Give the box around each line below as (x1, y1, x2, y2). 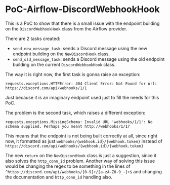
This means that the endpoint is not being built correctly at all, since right (5, 133, 158, 139)
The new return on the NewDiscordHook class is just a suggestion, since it (5, 152, 157, 158)
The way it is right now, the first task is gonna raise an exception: (5, 71, 141, 77)
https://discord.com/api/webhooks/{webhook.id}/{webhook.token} (5, 143, 144, 149)
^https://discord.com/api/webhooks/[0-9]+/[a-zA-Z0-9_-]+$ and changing (5, 168, 162, 174)
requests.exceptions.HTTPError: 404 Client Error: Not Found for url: (5, 81, 157, 86)
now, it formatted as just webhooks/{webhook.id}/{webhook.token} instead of (5, 138, 163, 144)
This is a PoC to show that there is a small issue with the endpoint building (5, 20, 160, 26)
